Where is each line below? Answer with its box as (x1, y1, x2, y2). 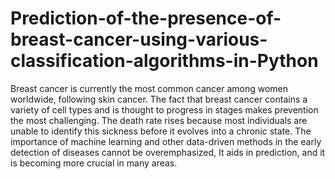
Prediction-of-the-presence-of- (10, 7, 282, 30)
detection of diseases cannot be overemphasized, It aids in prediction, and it (10, 146, 326, 158)
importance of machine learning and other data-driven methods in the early (10, 135, 322, 147)
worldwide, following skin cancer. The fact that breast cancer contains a (10, 93, 308, 105)
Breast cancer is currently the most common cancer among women (10, 82, 288, 94)
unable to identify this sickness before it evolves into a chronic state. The (10, 125, 312, 137)
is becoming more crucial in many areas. (10, 157, 178, 169)
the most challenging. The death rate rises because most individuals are (10, 114, 308, 126)
